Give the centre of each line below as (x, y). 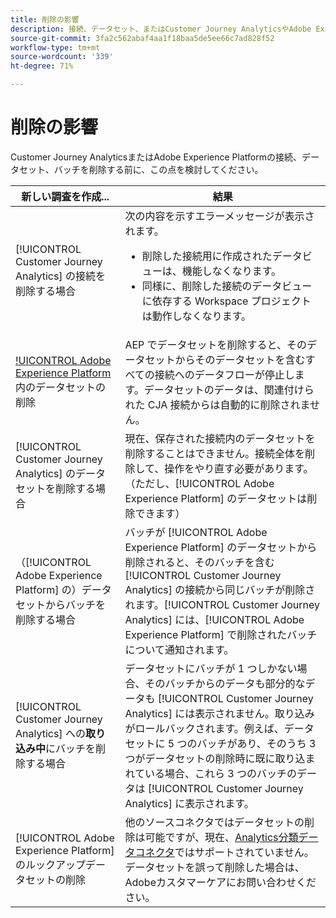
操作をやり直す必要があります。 (239, 468)
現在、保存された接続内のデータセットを (220, 438)
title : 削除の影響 (45, 19)
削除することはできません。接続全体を (214, 453)
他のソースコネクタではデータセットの (214, 822)
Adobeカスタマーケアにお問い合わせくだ (220, 882)
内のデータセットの (61, 387)
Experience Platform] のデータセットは (216, 498)
